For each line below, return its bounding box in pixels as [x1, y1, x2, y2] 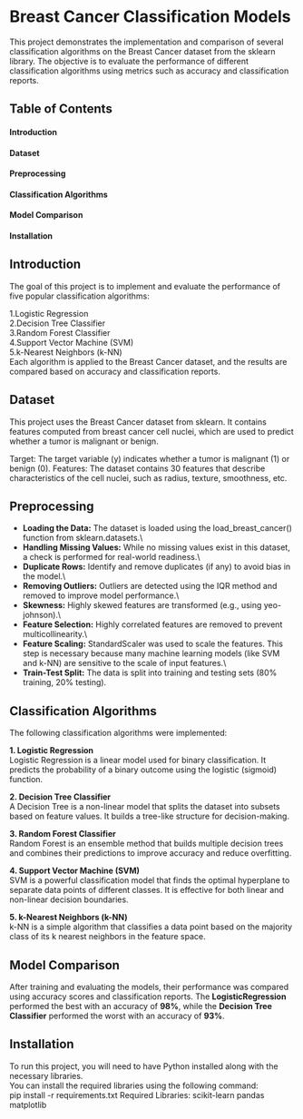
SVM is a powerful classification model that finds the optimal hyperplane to [9, 875, 290, 886]
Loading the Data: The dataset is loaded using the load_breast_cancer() [22, 523, 293, 534]
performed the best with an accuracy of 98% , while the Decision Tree [9, 1000, 272, 1011]
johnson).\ [22, 610, 62, 621]
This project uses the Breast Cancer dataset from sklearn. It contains [9, 416, 268, 427]
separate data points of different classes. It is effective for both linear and [9, 885, 284, 896]
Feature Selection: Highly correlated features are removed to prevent [22, 619, 283, 630]
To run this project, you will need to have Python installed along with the [9, 1060, 279, 1072]
